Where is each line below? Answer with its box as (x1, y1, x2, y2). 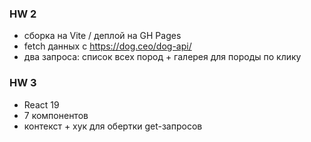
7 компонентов (23, 109, 89, 121)
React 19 (23, 98, 60, 111)
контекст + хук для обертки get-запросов (23, 120, 203, 132)
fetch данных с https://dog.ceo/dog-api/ (23, 40, 192, 52)
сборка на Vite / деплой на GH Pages (23, 30, 182, 42)
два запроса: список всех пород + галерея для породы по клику (23, 51, 302, 63)
